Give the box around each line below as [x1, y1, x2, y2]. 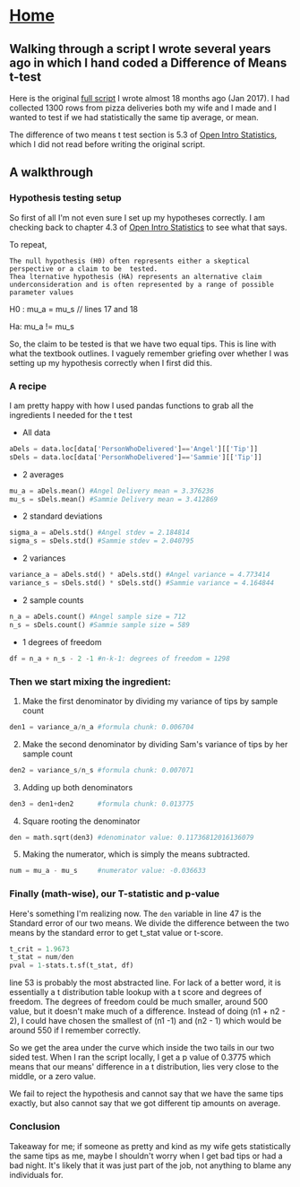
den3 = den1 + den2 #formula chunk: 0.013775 [9, 799, 194, 808]
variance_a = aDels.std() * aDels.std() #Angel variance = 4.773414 [9, 571, 270, 580]
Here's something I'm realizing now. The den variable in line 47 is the [9, 908, 261, 919]
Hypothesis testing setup [9, 192, 123, 205]
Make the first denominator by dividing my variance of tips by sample [21, 695, 279, 706]
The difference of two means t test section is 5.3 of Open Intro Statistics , [9, 129, 278, 140]
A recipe [9, 380, 47, 392]
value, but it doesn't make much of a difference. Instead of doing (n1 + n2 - [9, 1006, 287, 1017]
